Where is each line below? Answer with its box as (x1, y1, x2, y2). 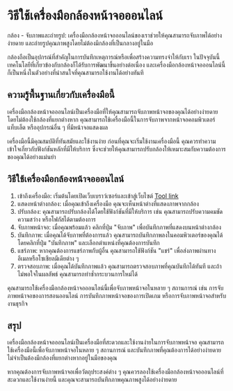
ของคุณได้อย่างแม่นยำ (7, 152, 56, 160)
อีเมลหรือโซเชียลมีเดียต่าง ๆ (17, 254, 79, 263)
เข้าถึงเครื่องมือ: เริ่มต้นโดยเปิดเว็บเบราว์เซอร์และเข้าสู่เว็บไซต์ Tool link (17, 192, 179, 200)
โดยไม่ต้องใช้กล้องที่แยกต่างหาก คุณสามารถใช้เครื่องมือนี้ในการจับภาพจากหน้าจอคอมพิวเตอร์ (7, 115, 216, 124)
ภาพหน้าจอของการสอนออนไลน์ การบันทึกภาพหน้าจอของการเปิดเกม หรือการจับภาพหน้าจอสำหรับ (7, 291, 227, 299)
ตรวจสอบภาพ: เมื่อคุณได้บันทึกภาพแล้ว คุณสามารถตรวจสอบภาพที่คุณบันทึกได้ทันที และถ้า (17, 262, 223, 270)
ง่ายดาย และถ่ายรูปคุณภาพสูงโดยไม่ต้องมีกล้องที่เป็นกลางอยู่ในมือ (7, 39, 154, 47)
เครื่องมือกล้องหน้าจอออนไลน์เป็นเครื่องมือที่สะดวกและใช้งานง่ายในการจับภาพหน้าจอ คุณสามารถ (7, 338, 224, 347)
